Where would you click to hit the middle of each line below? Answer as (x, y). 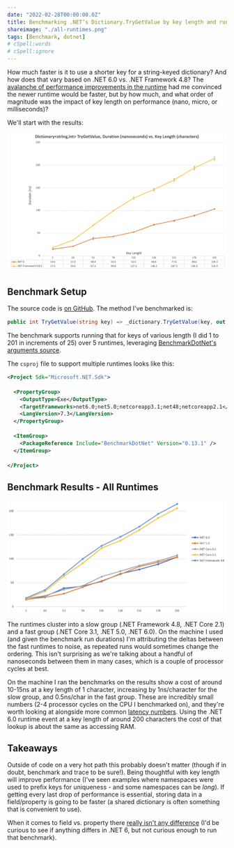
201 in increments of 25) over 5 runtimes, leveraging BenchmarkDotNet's (112, 343)
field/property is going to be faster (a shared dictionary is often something (114, 802)
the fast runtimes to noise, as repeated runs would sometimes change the (113, 646)
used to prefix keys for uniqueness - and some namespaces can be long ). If (116, 787)
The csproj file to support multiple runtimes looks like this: (91, 364)
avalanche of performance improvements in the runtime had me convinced (115, 87)
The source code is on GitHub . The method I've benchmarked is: (100, 308)
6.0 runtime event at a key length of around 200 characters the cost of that (115, 719)
